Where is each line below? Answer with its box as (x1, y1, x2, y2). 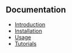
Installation (14, 27, 43, 34)
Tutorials (14, 40, 37, 47)
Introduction (14, 20, 46, 28)
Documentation (5, 5, 67, 15)
